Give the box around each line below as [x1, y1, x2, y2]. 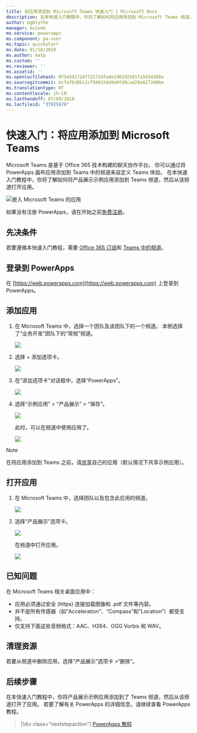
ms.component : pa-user [6, 36, 62, 42]
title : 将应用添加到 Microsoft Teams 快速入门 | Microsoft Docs [6, 8, 158, 15]
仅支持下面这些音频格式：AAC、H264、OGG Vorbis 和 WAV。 [14, 622, 164, 629]
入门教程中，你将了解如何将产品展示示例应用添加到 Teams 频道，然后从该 [6, 176, 185, 183]
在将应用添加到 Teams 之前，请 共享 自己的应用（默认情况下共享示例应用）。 [6, 459, 187, 466]
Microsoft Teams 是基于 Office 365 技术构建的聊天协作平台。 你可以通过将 [6, 162, 186, 169]
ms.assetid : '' [6, 69, 43, 75]
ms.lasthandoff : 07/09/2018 [6, 96, 75, 102]
